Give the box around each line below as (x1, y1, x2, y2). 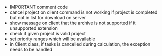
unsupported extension (9, 25, 58, 31)
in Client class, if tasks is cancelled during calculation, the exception (9, 41, 151, 47)
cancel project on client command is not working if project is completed (9, 9, 158, 15)
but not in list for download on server (9, 15, 86, 20)
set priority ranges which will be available (9, 36, 96, 42)
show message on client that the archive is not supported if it (9, 20, 136, 26)
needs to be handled (9, 47, 52, 52)
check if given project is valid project (9, 31, 86, 36)
